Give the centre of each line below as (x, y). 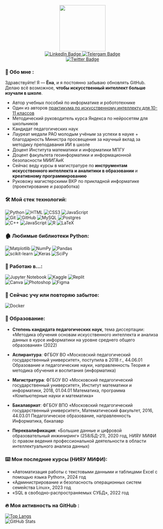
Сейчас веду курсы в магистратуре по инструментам (70, 166)
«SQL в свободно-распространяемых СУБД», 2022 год (70, 493)
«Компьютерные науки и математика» (53, 395)
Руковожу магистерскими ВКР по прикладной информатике (76, 181)
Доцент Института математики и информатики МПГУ (68, 150)
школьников (25, 124)
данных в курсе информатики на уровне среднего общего (73, 340)
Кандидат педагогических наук (45, 129)
